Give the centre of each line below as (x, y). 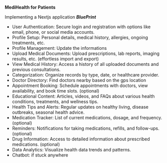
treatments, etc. (28, 43)
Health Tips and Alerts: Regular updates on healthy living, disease (80, 107)
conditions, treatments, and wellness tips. (55, 102)
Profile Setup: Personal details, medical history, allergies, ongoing (80, 37)
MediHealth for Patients (30, 7)
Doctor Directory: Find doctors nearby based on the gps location (79, 80)
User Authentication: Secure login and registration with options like (81, 27)
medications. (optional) (36, 144)
